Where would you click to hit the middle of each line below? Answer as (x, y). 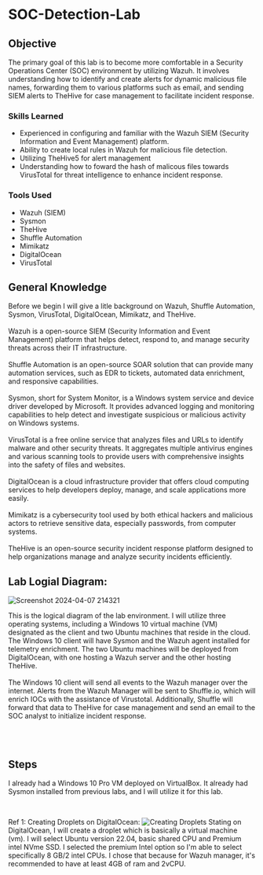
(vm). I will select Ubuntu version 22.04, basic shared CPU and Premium (125, 839)
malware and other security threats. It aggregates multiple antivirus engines (131, 448)
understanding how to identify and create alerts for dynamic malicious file (128, 79)
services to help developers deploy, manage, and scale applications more (127, 490)
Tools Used (30, 196)
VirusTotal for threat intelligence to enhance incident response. (121, 175)
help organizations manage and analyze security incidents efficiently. (120, 557)
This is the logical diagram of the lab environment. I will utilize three (117, 616)
